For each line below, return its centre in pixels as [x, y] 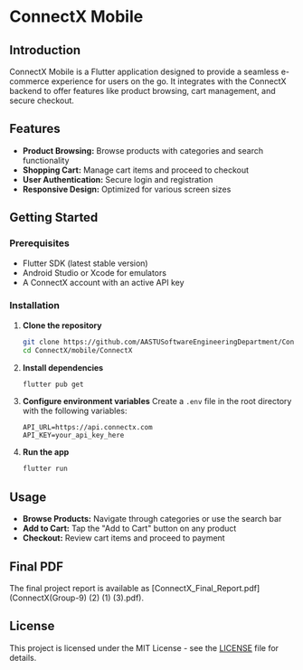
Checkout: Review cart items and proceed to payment [123, 538]
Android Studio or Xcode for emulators [95, 272]
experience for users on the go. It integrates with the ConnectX [169, 81]
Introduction [45, 50]
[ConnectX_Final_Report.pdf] [206, 588]
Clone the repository [62, 325]
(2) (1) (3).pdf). [117, 598]
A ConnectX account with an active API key [103, 282]
